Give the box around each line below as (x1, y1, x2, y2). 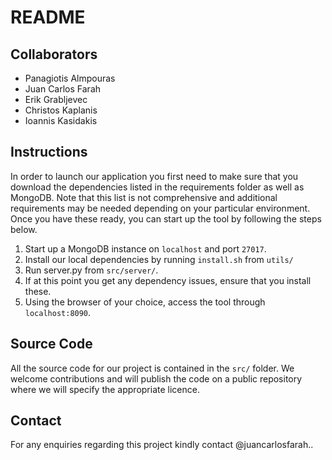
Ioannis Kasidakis (24, 115, 98, 126)
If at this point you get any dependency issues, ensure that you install (24, 274, 312, 286)
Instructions (10, 144, 88, 161)
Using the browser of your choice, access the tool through (24, 296, 266, 308)
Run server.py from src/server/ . (24, 264, 159, 276)
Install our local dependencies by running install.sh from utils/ (24, 253, 294, 265)
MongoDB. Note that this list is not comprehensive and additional (10, 191, 278, 203)
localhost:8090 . (24, 306, 92, 318)
